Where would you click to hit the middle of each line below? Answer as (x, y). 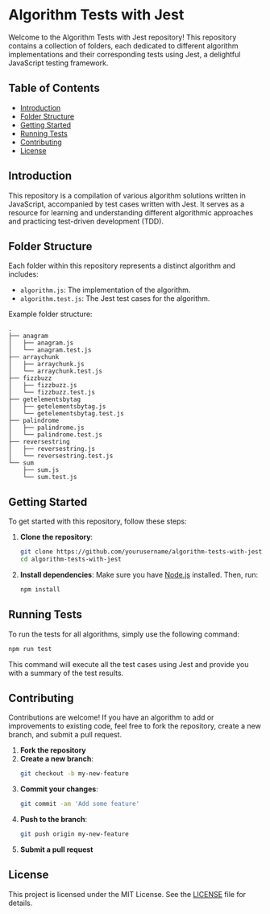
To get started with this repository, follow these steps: (98, 521)
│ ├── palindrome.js (46, 428)
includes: (23, 274)
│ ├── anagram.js (41, 343)
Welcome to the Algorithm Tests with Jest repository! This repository (123, 37)
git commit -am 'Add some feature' (80, 804)
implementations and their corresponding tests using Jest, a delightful (125, 54)
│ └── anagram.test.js (50, 350)
